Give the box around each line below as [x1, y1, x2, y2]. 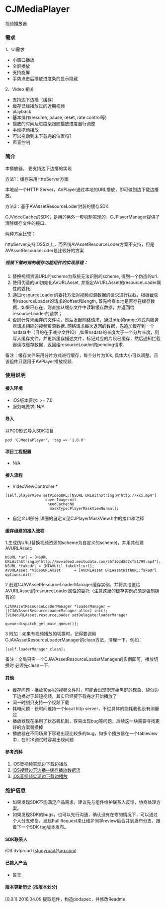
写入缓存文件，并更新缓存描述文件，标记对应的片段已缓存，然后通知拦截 [12, 335, 161, 341]
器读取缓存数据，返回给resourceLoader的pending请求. [12, 342, 124, 348]
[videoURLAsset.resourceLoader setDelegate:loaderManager [5, 613, 128, 618]
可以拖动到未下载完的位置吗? [12, 133, 72, 139]
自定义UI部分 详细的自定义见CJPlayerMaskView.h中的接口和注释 [12, 516, 144, 522]
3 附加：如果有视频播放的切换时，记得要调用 [5, 631, 96, 637]
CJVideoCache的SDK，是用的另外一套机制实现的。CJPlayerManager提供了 [5, 214, 160, 220]
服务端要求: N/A [12, 403, 45, 409]
